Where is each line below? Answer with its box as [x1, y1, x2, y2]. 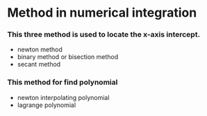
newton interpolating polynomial [17, 93, 110, 101]
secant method [17, 60, 61, 69]
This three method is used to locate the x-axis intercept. [7, 30, 200, 40]
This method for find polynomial [7, 78, 118, 88]
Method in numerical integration [7, 5, 197, 21]
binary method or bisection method [17, 53, 119, 61]
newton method [17, 45, 63, 53]
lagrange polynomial [17, 101, 76, 109]
